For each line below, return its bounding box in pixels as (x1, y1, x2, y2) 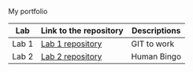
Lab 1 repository (40, 38, 102, 49)
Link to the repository (40, 25, 124, 36)
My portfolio (8, 7, 48, 16)
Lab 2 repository (40, 51, 102, 62)
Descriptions (131, 25, 181, 36)
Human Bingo (131, 51, 181, 62)
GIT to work (131, 38, 175, 49)
